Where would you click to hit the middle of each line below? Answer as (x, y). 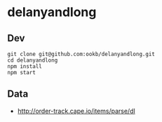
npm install (25, 67)
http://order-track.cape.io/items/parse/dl (76, 111)
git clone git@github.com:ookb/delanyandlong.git (81, 54)
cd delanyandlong (33, 60)
